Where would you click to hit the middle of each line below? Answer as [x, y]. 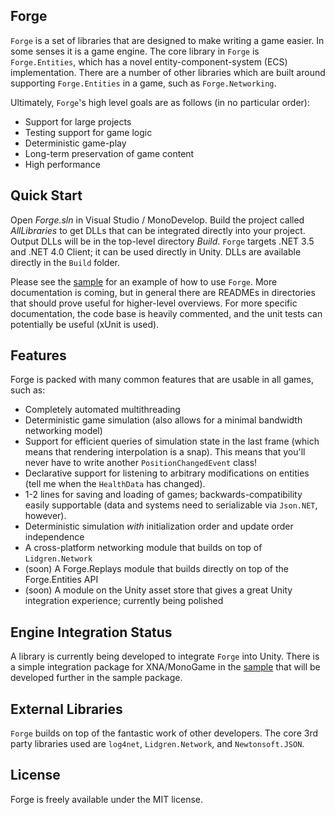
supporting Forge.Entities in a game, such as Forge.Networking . [143, 83]
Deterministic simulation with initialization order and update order [159, 526]
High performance [62, 164]
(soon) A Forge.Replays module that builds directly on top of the [156, 569]
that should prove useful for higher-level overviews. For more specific [154, 303]
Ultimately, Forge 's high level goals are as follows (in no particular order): [160, 102]
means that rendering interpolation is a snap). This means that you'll [165, 452]
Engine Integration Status [91, 632]
